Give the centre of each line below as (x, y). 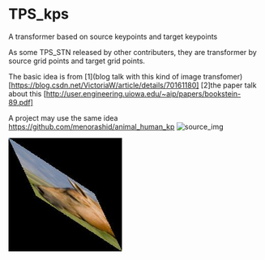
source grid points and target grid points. (77, 61)
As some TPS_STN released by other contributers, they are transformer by (132, 52)
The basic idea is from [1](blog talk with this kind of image (105, 76)
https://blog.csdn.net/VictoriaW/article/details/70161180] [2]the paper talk (134, 85)
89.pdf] (21, 102)
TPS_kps (39, 14)
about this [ (28, 93)
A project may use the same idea (63, 117)
